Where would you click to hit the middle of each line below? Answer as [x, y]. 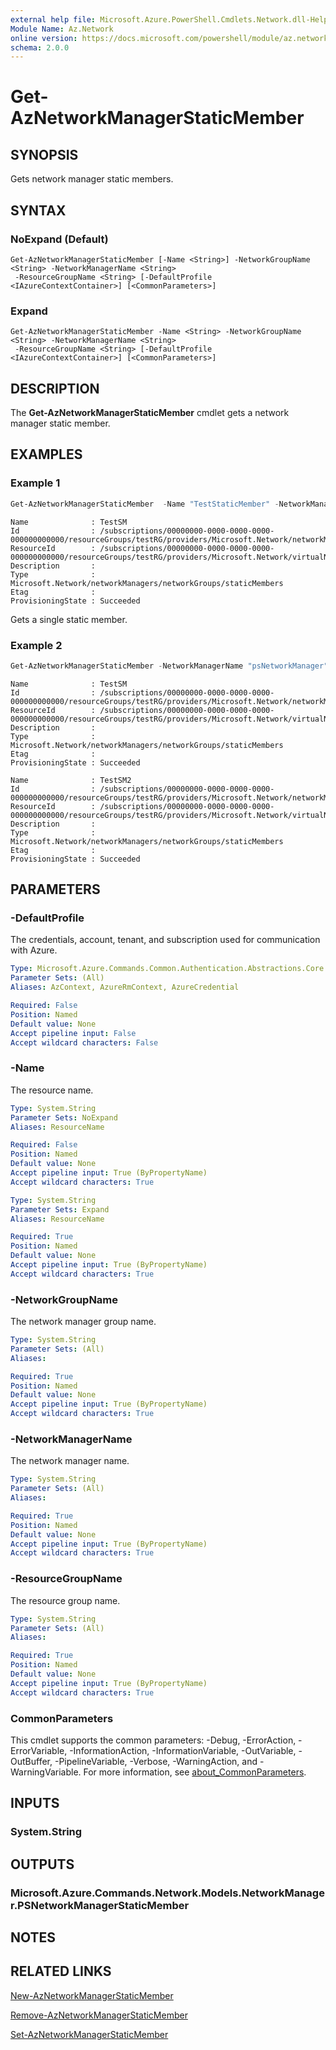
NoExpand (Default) [59, 239]
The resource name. [52, 1090]
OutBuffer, [31, 1761]
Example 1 [35, 483]
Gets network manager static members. [92, 179]
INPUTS [35, 1803]
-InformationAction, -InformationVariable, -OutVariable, [183, 1750]
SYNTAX [38, 210]
